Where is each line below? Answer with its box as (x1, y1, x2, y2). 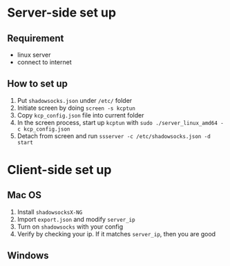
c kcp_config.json (17, 126, 70, 133)
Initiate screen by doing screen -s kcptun (17, 104, 136, 112)
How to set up (7, 78, 68, 90)
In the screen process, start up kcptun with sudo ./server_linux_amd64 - (17, 118, 224, 126)
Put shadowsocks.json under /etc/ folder (17, 96, 133, 104)
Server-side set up (7, 5, 116, 21)
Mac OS (7, 189, 42, 201)
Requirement (7, 32, 64, 44)
